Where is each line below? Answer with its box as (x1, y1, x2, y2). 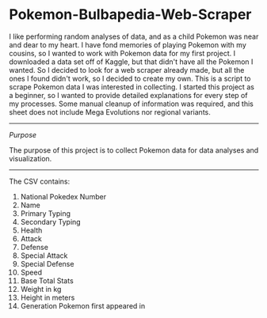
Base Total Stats (20, 275, 74, 286)
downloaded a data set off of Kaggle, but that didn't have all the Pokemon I (9, 57, 254, 66)
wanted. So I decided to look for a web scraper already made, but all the (9, 65, 245, 74)
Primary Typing (20, 208, 71, 218)
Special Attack (20, 251, 68, 260)
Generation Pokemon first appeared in (20, 301, 146, 310)
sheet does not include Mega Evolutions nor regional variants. (9, 107, 211, 116)
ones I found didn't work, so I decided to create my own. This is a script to (9, 74, 252, 83)
